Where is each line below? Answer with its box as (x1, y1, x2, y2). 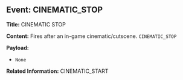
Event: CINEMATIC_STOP (6, 5, 103, 15)
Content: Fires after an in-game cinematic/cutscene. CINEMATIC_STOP (6, 32, 177, 40)
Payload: (6, 44, 29, 51)
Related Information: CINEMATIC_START (6, 67, 109, 75)
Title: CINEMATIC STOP (6, 20, 66, 28)
